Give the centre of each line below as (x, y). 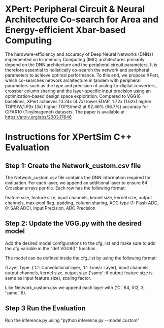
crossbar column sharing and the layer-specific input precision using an (78, 91)
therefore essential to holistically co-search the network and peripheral (77, 70)
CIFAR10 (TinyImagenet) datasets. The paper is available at (65, 111)
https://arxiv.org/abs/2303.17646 (39, 117)
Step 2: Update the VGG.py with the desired (73, 224)
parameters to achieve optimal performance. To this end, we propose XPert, (82, 75)
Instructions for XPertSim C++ (68, 137)
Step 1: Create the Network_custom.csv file (73, 165)
